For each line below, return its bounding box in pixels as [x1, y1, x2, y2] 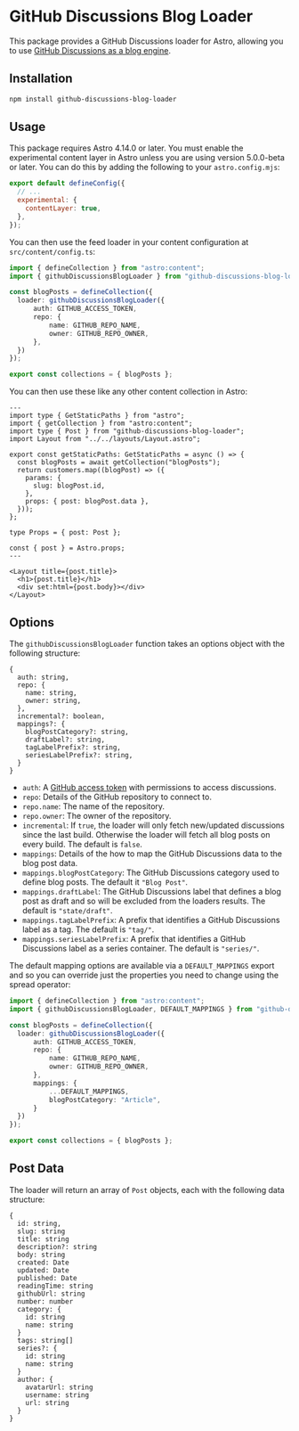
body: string [17, 1250, 66, 1259]
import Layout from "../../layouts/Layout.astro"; [9, 435, 201, 444]
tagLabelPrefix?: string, [25, 743, 122, 752]
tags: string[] [17, 1336, 74, 1345]
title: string [17, 1234, 69, 1244]
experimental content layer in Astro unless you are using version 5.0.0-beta [9, 152, 285, 163]
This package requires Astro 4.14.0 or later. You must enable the [9, 143, 244, 153]
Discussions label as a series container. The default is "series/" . [21, 943, 260, 953]
